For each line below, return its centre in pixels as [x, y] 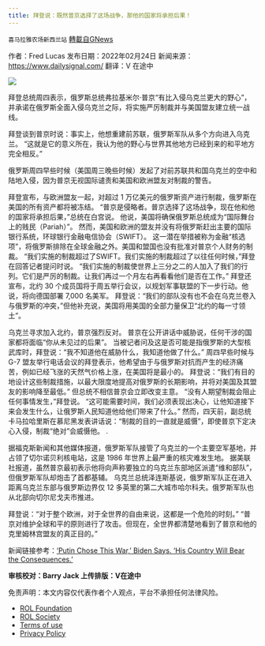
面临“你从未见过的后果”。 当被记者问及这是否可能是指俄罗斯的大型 [136, 342]
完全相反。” [26, 153]
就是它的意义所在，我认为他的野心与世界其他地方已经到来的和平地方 [145, 144]
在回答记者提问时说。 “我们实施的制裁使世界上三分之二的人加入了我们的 [125, 266]
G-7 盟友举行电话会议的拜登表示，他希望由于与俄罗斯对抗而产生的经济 [122, 362]
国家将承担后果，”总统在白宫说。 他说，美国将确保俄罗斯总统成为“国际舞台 [134, 216]
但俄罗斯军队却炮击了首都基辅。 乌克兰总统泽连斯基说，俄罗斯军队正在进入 [130, 477]
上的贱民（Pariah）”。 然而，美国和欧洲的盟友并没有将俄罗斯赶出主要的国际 [130, 227]
